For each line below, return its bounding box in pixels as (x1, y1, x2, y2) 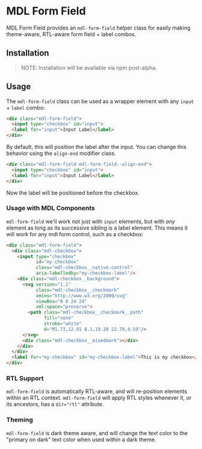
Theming (6, 416, 33, 424)
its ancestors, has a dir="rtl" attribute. (6, 401, 104, 408)
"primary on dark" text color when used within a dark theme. (6, 436, 156, 443)
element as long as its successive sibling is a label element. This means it (6, 224, 188, 231)
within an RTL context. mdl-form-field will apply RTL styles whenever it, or (6, 394, 192, 401)
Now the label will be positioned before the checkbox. (6, 189, 140, 196)
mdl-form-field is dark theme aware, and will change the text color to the (6, 429, 188, 436)
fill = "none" (44, 315, 74, 321)
